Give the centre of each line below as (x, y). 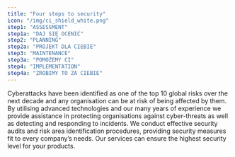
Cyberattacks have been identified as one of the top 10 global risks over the (118, 93)
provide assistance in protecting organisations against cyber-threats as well (118, 116)
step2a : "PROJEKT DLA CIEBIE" (52, 47)
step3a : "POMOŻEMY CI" (41, 60)
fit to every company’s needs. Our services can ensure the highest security (117, 138)
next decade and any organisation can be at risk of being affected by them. (117, 100)
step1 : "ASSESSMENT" (38, 27)
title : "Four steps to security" (57, 14)
